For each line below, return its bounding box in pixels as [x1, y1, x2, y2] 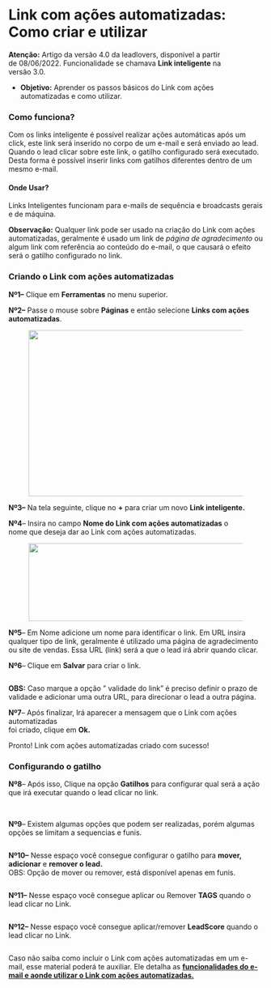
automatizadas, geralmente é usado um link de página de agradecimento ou [8, 233, 263, 244]
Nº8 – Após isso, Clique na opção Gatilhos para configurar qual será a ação [8, 779, 260, 789]
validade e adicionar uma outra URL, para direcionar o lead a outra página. [8, 692, 256, 701]
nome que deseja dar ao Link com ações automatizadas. [8, 526, 197, 536]
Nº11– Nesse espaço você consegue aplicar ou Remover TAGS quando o [8, 891, 252, 901]
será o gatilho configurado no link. [8, 251, 123, 261]
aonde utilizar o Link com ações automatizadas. [30, 970, 194, 981]
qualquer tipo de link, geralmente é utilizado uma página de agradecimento [8, 636, 259, 645]
